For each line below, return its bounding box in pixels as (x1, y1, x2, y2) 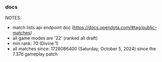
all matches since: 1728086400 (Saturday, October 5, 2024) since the (12, 46, 156, 52)
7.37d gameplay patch (12, 51, 58, 57)
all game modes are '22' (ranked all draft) (12, 35, 98, 41)
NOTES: (5, 15, 21, 21)
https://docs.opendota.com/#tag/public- (73, 24, 157, 30)
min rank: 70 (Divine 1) (12, 40, 59, 46)
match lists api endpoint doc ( (12, 24, 74, 30)
